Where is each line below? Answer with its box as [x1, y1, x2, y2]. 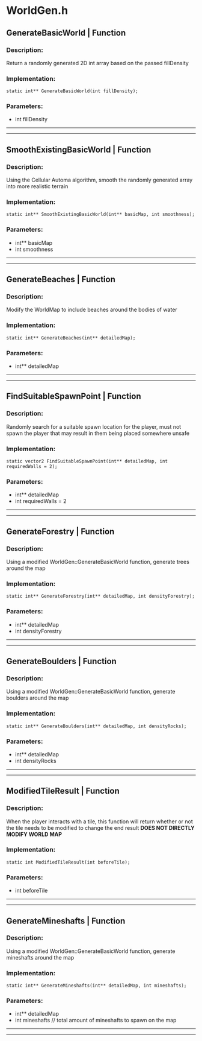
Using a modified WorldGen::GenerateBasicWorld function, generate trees [6, 558, 189, 565]
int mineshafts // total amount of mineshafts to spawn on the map [14, 1017, 177, 1024]
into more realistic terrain [6, 183, 69, 190]
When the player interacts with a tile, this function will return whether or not [6, 818, 194, 825]
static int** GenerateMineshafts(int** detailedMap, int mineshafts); [6, 982, 187, 989]
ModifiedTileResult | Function [6, 786, 120, 796]
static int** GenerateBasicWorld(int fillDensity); [6, 88, 138, 94]
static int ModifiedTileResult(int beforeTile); [6, 859, 130, 865]
